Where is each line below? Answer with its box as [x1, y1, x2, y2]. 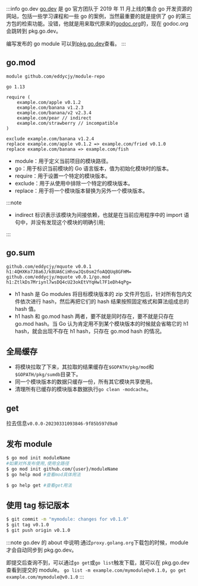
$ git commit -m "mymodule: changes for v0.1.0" [6, 516, 129, 522]
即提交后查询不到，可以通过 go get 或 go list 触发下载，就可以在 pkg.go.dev [6, 559, 190, 566]
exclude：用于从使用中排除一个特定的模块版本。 [14, 179, 134, 187]
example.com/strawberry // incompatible [17, 120, 118, 126]
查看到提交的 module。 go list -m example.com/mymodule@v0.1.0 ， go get [6, 566, 186, 574]
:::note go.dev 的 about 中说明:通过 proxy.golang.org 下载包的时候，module [6, 538, 188, 546]
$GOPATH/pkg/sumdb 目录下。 [14, 371, 81, 378]
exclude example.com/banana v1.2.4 [6, 136, 95, 141]
